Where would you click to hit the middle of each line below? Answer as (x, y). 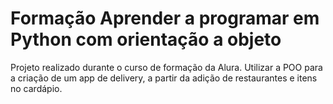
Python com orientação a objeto (146, 39)
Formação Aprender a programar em (165, 18)
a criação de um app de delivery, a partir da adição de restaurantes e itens (164, 78)
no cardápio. (36, 88)
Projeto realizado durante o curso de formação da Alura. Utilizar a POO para (166, 67)
